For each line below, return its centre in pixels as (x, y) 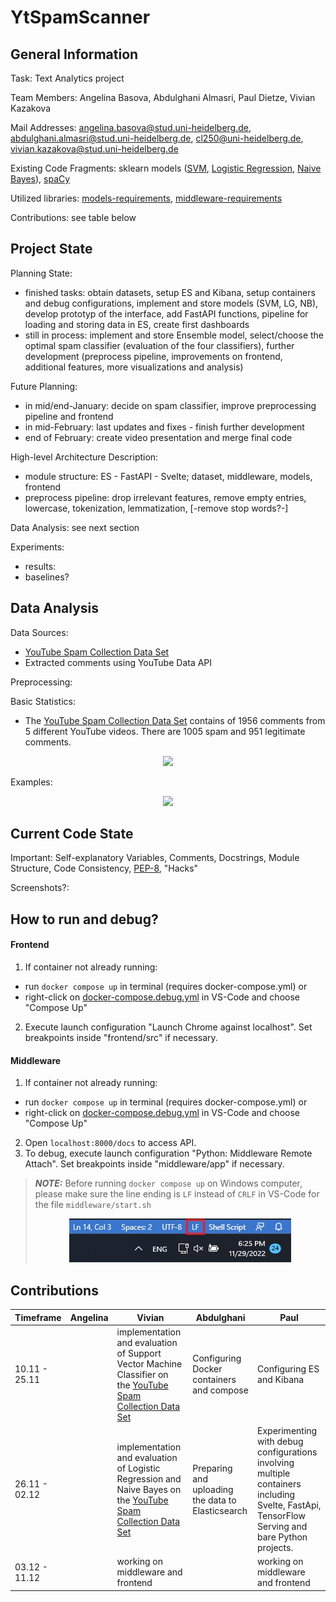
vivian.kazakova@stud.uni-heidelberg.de (94, 149)
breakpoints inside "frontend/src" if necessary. (121, 1038)
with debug (280, 1442)
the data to (214, 1500)
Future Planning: (44, 386)
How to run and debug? (84, 919)
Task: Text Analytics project (67, 78)
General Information (74, 54)
